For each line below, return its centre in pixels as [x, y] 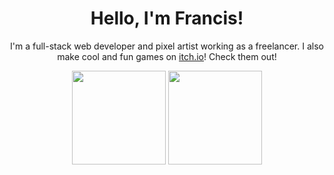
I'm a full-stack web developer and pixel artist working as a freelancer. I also [167, 46]
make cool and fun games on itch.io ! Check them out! [167, 56]
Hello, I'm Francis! [167, 18]
